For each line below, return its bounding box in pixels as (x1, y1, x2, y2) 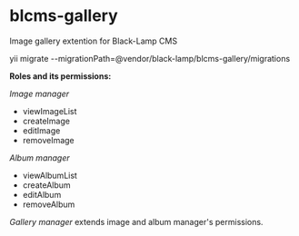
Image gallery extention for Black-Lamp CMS (9, 35, 178, 46)
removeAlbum (22, 199, 75, 210)
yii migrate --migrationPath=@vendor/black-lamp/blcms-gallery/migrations (9, 53, 291, 64)
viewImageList (22, 105, 77, 116)
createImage (22, 115, 71, 126)
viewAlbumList (22, 170, 77, 181)
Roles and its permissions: (9, 70, 112, 82)
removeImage (22, 134, 75, 145)
